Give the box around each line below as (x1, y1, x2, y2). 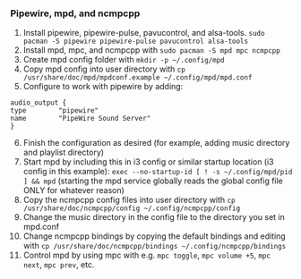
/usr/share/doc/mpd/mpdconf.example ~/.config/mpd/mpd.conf (22, 73, 253, 82)
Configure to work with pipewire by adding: (22, 81, 184, 92)
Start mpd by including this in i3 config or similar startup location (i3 (22, 156, 274, 167)
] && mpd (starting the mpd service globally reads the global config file (22, 175, 283, 186)
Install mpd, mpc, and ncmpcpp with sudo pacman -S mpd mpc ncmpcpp (22, 45, 280, 55)
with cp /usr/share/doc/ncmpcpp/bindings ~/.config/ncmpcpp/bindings (22, 241, 287, 251)
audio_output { (10, 98, 67, 107)
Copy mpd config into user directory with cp (22, 63, 186, 74)
